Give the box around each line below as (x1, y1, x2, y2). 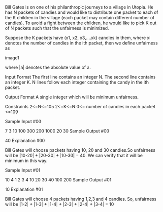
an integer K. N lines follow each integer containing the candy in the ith (5, 79, 149, 85)
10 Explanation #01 (5, 186, 43, 192)
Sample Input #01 (5, 168, 40, 173)
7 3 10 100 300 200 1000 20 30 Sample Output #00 (5, 128, 110, 134)
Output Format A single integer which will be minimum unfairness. (5, 94, 139, 100)
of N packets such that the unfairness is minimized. (5, 25, 109, 31)
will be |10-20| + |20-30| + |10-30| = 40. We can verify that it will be (5, 153, 143, 158)
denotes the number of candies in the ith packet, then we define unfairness (5, 40, 158, 46)
